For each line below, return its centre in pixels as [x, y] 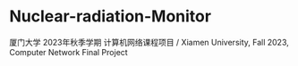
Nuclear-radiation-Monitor [111, 16]
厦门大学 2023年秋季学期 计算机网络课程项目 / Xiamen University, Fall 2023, [149, 42]
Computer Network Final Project [68, 52]
